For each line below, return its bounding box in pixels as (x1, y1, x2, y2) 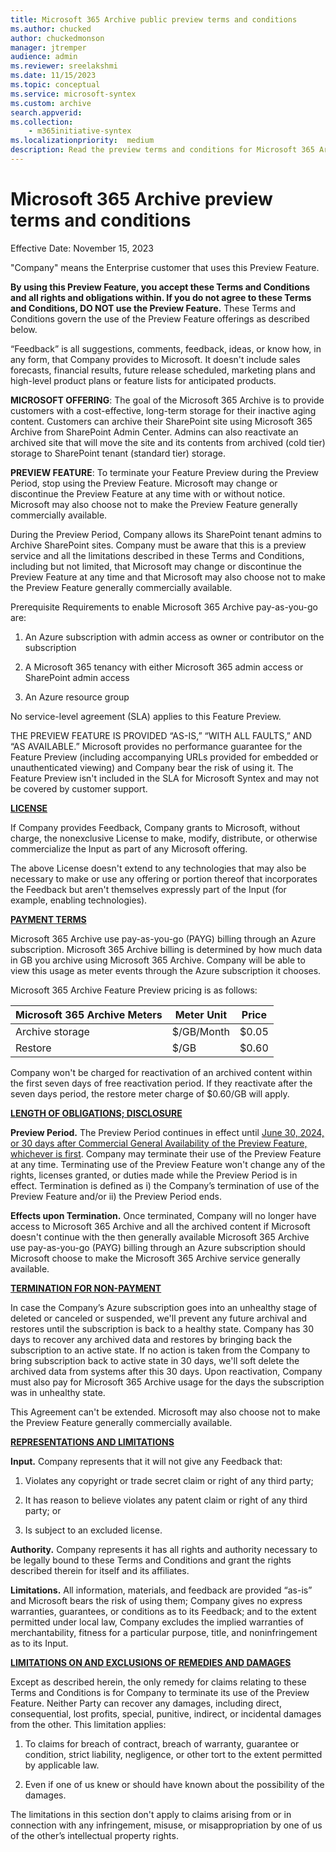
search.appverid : (10, 107, 83, 118)
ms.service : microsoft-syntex (10, 89, 137, 99)
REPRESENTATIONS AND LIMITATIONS (10, 1436, 175, 1448)
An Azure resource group (24, 691, 130, 703)
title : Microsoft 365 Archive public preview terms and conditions (10, 14, 298, 25)
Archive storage (15, 1024, 90, 1038)
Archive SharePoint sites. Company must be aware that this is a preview (10, 539, 307, 551)
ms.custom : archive (10, 98, 92, 108)
